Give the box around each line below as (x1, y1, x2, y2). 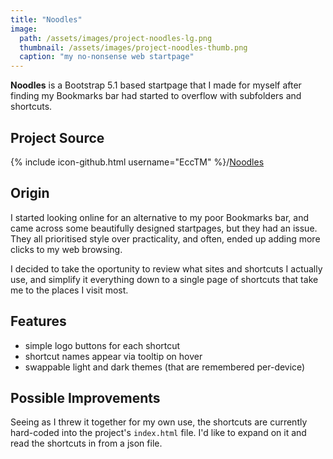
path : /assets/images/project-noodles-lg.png (19, 33, 213, 43)
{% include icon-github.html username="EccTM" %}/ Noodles (10, 156, 265, 168)
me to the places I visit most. (10, 284, 129, 296)
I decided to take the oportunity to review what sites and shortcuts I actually (10, 262, 323, 275)
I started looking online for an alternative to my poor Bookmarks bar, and (10, 211, 309, 223)
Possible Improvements (10, 389, 161, 406)
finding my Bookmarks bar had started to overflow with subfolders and (10, 90, 302, 102)
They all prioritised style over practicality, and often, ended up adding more (10, 232, 321, 245)
